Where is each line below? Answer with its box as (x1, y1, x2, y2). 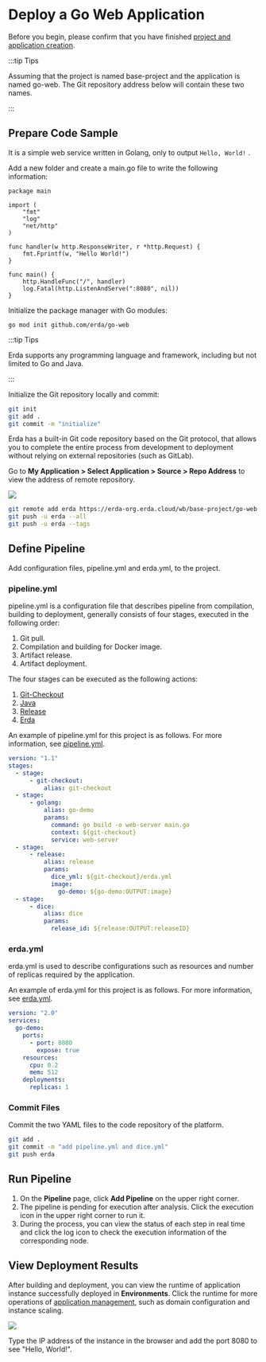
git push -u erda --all (8, 513, 87, 521)
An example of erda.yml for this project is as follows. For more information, (8, 985, 253, 995)
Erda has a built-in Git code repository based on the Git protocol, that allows (8, 434, 256, 443)
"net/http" (22, 221, 59, 230)
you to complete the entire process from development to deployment (8, 443, 234, 452)
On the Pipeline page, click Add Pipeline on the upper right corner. (19, 1193, 240, 1203)
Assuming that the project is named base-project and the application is (8, 71, 241, 80)
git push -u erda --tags (8, 520, 91, 529)
